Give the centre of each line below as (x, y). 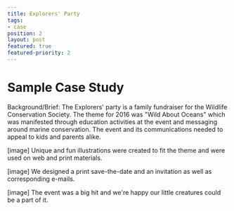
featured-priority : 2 (39, 53)
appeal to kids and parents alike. (54, 137)
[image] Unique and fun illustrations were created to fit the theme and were (116, 150)
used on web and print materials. (55, 158)
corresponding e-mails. (41, 179)
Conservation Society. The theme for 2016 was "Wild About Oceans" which (117, 114)
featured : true (30, 46)
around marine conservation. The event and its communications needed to (115, 129)
